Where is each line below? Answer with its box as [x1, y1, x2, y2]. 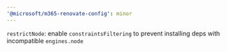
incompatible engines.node [6, 36, 83, 45]
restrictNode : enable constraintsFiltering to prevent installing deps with [6, 29, 221, 37]
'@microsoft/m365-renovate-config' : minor [6, 10, 132, 17]
